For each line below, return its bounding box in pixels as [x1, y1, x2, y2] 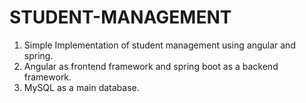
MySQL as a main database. [23, 81, 140, 93]
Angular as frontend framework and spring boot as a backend [23, 60, 279, 72]
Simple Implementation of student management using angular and [23, 39, 296, 51]
